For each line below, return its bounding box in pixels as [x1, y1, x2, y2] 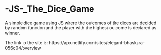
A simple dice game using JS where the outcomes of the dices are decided [5, 20, 157, 26]
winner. [5, 30, 20, 36]
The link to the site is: [5, 39, 48, 45]
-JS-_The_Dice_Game [5, 3, 94, 15]
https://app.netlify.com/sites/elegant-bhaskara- [48, 39, 145, 45]
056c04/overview [5, 45, 41, 51]
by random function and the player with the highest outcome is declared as [5, 25, 157, 30]
